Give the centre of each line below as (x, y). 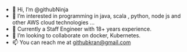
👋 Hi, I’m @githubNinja (40, 9)
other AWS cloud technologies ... (53, 22)
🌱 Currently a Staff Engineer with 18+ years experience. (82, 29)
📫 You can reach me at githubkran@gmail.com (71, 42)
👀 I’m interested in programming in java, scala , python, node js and (96, 16)
